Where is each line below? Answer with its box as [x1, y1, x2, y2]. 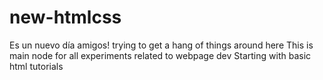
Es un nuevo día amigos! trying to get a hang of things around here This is [9, 39, 314, 51]
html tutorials [9, 60, 64, 72]
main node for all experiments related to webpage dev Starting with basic [9, 49, 312, 61]
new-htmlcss [9, 6, 122, 29]
